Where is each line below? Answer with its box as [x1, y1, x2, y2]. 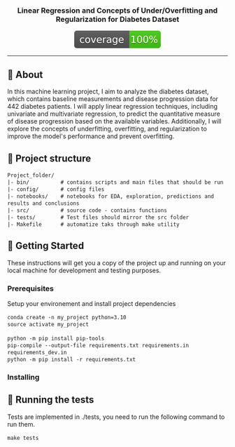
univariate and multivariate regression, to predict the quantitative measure [7, 109, 220, 118]
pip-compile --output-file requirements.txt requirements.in [7, 342, 190, 349]
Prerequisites [7, 283, 54, 293]
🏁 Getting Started [7, 240, 85, 252]
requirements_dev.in [7, 349, 68, 356]
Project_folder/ [7, 171, 55, 179]
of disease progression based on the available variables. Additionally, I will [7, 117, 222, 126]
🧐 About [7, 69, 43, 81]
